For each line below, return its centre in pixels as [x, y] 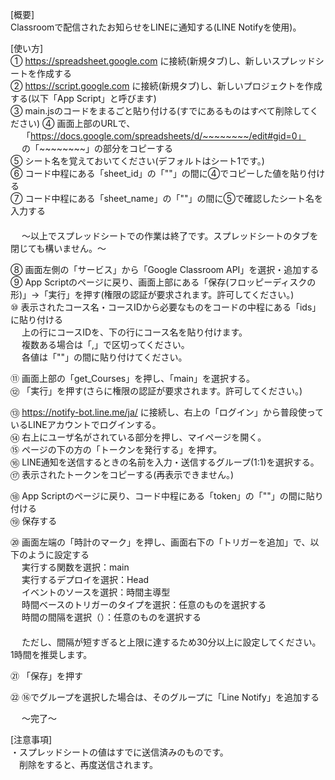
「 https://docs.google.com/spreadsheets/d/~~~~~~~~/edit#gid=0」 [164, 136]
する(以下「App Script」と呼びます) [83, 98]
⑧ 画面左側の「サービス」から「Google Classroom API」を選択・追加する [165, 269]
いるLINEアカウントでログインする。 [86, 424]
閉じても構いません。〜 [58, 248]
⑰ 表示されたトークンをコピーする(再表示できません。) [122, 474]
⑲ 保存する [34, 521]
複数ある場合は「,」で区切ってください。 [105, 344]
